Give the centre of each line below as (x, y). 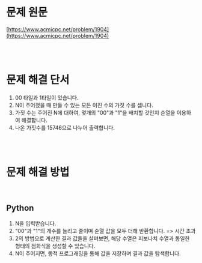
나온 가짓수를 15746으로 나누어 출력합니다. (65, 127)
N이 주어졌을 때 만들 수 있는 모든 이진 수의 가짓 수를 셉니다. (84, 105)
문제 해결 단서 (38, 80)
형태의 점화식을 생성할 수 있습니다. (55, 246)
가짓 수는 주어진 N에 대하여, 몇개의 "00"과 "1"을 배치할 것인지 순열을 (95, 112)
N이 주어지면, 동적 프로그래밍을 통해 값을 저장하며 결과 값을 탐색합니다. (98, 253)
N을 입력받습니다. (35, 223)
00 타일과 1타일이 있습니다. (47, 97)
